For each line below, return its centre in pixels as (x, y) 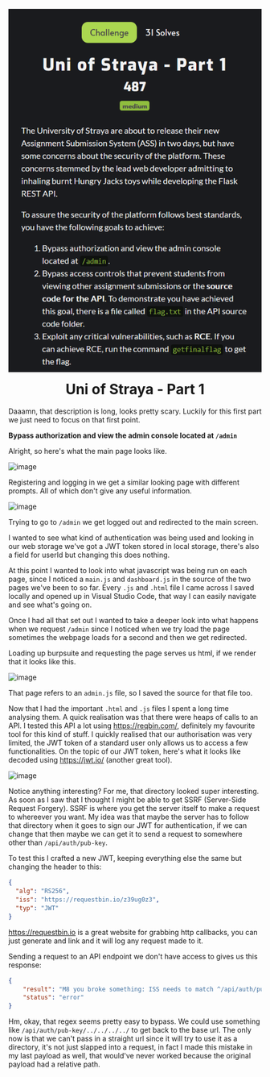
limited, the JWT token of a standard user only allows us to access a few (128, 743)
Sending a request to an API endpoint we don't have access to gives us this (133, 956)
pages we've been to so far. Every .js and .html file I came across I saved (131, 588)
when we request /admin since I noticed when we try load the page (119, 629)
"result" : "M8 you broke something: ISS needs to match (119, 989)
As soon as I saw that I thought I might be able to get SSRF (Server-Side (127, 800)
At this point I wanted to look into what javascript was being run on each (128, 571)
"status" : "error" (53, 998)
